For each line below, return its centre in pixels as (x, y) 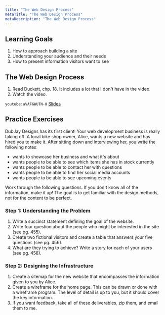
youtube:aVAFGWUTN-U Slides (33, 104)
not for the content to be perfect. (39, 198)
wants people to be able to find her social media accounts (71, 172)
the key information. (33, 298)
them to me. (24, 308)
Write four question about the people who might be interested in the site (85, 227)
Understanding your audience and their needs (59, 56)
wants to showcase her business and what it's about (66, 157)
